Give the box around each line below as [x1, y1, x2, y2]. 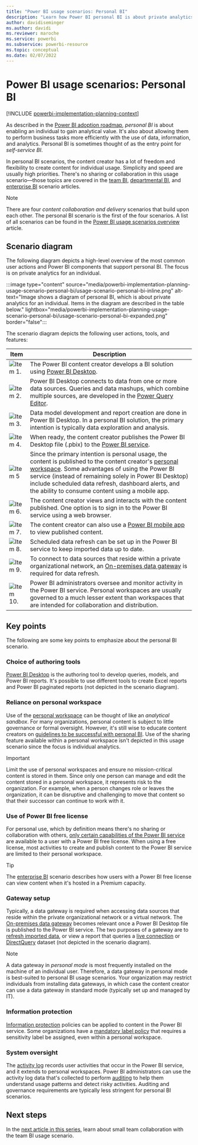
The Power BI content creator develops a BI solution [29, 360, 174, 368]
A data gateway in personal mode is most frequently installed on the [6, 962, 172, 969]
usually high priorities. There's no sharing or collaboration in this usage [6, 170, 179, 177]
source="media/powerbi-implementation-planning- [65, 281, 190, 288]
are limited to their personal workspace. [6, 850, 103, 857]
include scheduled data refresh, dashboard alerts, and [29, 480, 180, 488]
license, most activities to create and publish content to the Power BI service [6, 844, 192, 852]
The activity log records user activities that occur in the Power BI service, [6, 1061, 184, 1068]
